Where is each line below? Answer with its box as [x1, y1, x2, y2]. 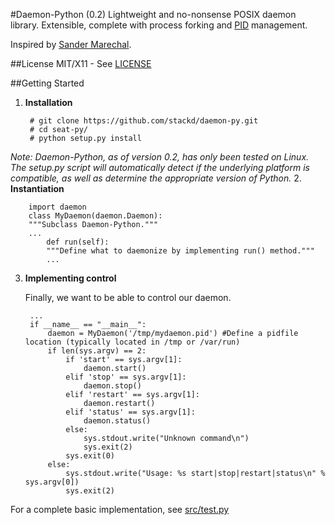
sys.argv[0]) [24, 477, 80, 487]
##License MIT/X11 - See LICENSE [10, 58, 152, 69]
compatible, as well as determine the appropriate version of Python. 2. [10, 172, 302, 184]
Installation [24, 97, 73, 108]
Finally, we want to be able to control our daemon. [24, 292, 232, 303]
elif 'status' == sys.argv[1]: [65, 407, 196, 417]
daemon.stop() [83, 381, 142, 391]
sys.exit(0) [65, 451, 115, 461]
